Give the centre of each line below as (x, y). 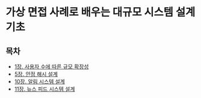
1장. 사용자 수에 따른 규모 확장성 (51, 67)
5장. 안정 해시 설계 (36, 74)
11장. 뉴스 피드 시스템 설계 (45, 89)
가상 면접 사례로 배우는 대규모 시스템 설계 (100, 12)
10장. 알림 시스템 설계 (40, 82)
